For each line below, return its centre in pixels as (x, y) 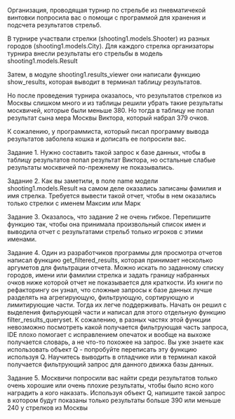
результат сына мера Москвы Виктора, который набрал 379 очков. (108, 118)
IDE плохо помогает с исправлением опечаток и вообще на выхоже (109, 335)
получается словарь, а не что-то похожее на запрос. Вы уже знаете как (115, 342)
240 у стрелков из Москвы (47, 408)
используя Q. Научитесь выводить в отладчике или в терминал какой (112, 357)
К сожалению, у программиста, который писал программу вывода (108, 131)
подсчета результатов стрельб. (54, 25)
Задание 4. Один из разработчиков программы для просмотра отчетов (115, 253)
